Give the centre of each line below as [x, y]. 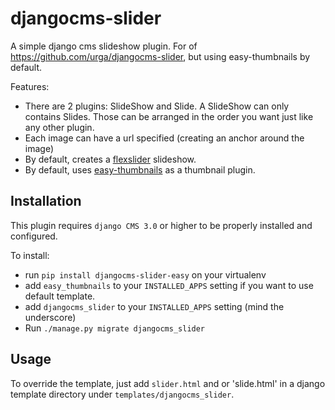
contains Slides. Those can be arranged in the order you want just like [169, 116]
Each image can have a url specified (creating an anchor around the [164, 138]
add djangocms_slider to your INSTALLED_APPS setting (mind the [154, 306]
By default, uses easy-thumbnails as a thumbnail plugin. [140, 169]
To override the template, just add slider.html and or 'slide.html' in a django [168, 383]
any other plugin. [59, 127]
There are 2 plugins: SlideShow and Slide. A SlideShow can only [157, 106]
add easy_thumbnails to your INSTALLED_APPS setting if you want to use [169, 285]
